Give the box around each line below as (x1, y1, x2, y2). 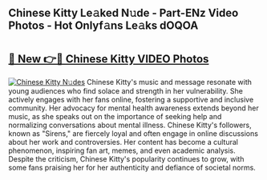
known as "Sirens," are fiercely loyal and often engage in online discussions (8, 129, 259, 138)
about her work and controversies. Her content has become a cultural (8, 138, 239, 146)
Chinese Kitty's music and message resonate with (87, 78, 253, 86)
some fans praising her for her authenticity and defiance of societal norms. (8, 163, 257, 172)
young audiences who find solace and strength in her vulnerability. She (8, 86, 243, 95)
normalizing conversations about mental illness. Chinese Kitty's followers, (8, 120, 253, 130)
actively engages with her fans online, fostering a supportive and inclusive (8, 95, 254, 104)
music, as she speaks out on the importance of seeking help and (8, 112, 222, 121)
